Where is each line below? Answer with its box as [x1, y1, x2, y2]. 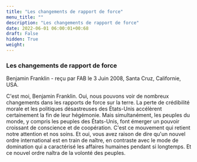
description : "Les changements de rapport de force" [6, 20, 139, 26]
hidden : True [6, 36, 39, 42]
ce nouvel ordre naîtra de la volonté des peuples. [6, 150, 126, 157]
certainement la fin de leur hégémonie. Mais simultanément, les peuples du [6, 112, 190, 119]
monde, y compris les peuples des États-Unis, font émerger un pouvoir [6, 118, 180, 125]
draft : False [6, 31, 39, 37]
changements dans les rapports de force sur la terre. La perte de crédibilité [6, 99, 190, 106]
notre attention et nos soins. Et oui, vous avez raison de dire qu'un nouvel [6, 131, 186, 138]
